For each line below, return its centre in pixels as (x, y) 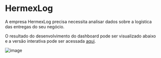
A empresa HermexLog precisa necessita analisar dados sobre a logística (78, 22)
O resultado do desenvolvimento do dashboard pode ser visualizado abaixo (80, 36)
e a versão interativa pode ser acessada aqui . (50, 41)
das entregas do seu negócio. (35, 26)
